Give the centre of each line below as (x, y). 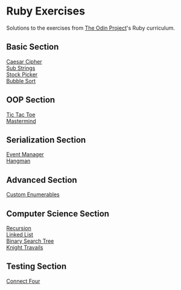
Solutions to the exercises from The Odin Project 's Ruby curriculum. (91, 28)
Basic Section (33, 47)
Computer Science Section (58, 213)
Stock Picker (22, 74)
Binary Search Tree (30, 241)
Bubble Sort (21, 81)
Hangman (18, 161)
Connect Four (23, 281)
